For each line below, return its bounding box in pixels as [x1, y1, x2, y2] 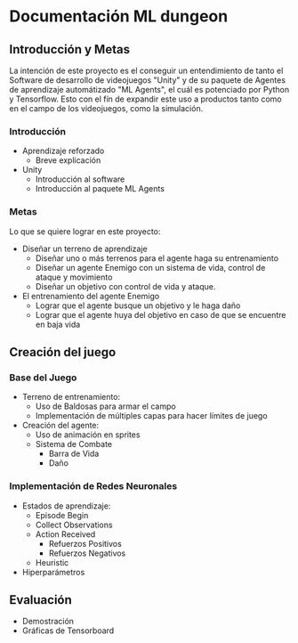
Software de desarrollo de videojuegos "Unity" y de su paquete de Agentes [9, 75, 286, 85]
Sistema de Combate [35, 439, 113, 450]
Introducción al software [35, 174, 125, 184]
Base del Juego [9, 371, 77, 384]
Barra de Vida [48, 448, 100, 460]
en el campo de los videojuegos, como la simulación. [9, 103, 204, 113]
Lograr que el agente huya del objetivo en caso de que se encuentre [35, 309, 286, 320]
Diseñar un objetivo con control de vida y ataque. [35, 281, 216, 291]
